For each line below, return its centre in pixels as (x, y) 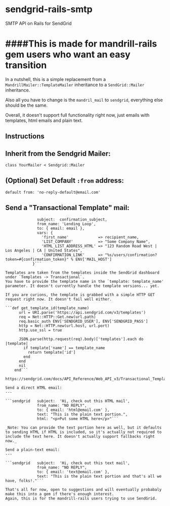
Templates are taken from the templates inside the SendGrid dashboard (82, 272)
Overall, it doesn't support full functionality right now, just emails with (77, 115)
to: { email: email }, (61, 228)
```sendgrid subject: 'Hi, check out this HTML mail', (68, 401)
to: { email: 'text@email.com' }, (73, 472)
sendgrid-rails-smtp (49, 9)
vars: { (45, 233)
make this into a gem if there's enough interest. (60, 494)
